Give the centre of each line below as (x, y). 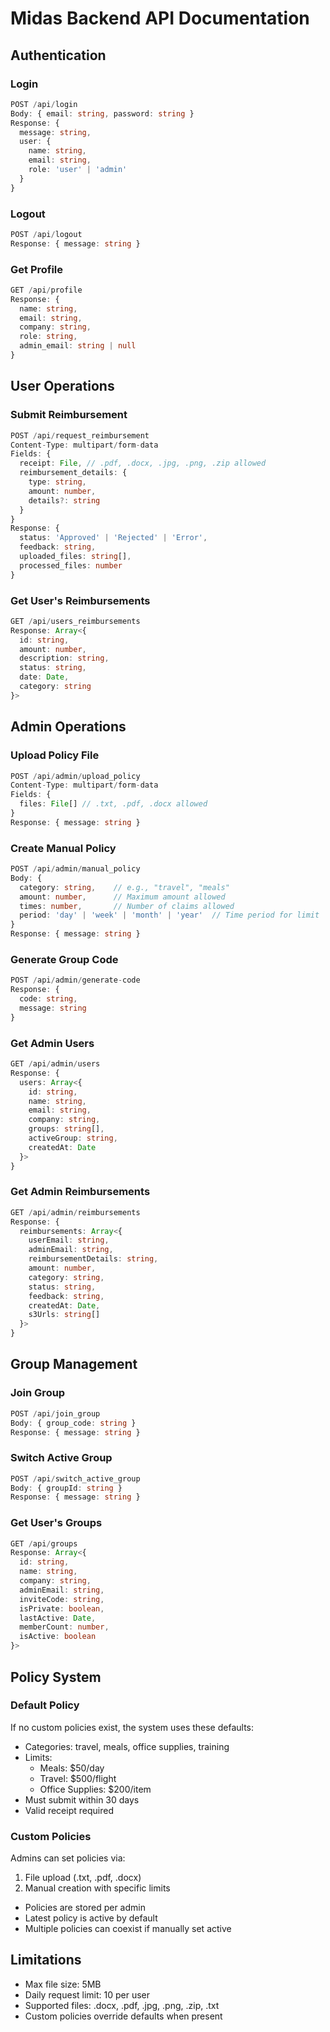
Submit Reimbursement (69, 415)
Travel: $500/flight (78, 1778)
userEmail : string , (69, 1240)
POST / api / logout (46, 234)
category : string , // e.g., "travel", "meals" (124, 887)
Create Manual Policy (63, 848)
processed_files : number (71, 565)
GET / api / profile (46, 290)
